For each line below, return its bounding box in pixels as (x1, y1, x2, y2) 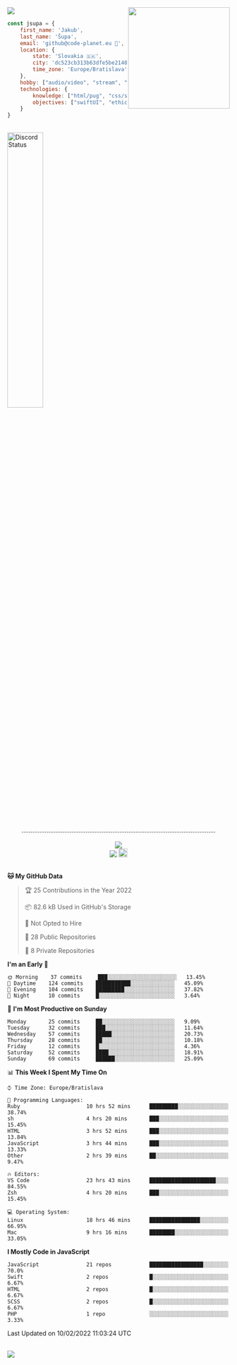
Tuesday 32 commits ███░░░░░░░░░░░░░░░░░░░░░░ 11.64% (7, 1024, 203, 1032)
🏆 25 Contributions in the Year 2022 (24, 886, 132, 894)
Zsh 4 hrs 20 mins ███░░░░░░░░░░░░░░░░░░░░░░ (7, 1189, 229, 1196)
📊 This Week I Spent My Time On (7, 1068, 107, 1076)
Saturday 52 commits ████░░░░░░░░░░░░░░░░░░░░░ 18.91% (7, 1049, 203, 1057)
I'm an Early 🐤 (7, 960, 49, 969)
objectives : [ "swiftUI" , (32, 99, 106, 106)
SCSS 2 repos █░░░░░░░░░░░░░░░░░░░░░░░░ (7, 1298, 229, 1306)
